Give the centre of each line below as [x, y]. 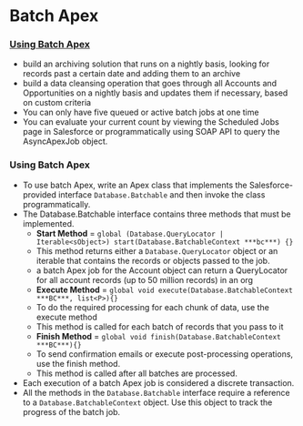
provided [40, 194]
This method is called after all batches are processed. [137, 373]
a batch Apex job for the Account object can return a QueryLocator [162, 270]
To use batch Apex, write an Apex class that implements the [135, 185]
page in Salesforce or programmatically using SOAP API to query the [151, 132]
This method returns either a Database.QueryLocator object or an [157, 250]
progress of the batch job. [71, 411]
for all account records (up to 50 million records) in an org [144, 279]
